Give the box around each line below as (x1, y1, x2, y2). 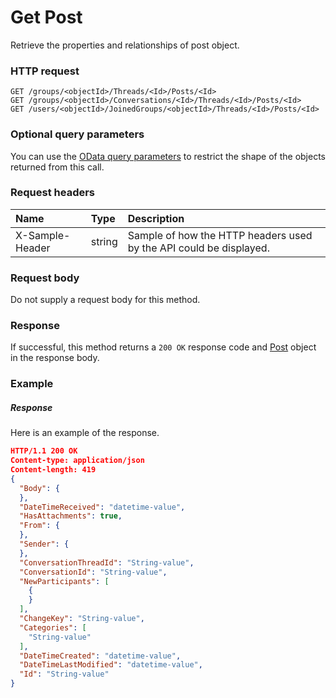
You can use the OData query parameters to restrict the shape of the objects (10, 150, 326, 162)
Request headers (10, 186, 96, 200)
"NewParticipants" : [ (19, 576, 110, 586)
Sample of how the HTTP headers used (127, 228, 313, 242)
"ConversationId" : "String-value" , (19, 567, 168, 577)
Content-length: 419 (10, 465, 97, 475)
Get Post (10, 6, 83, 29)
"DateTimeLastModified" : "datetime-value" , (19, 660, 203, 670)
